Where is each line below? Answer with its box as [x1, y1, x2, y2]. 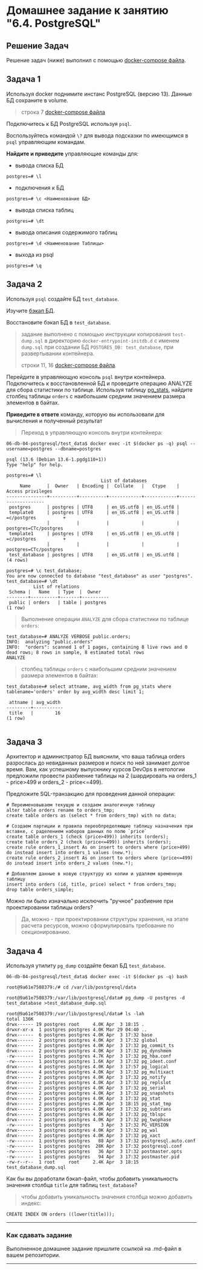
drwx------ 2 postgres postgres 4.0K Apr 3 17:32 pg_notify [6, 1074, 166, 1081]
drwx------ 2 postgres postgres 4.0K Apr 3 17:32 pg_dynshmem [6, 1048, 172, 1054]
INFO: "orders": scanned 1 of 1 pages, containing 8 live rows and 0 [6, 644, 188, 650]
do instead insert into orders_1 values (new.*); [6, 850, 134, 856]
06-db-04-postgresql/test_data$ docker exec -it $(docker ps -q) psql [6, 440, 188, 447]
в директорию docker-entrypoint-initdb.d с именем [44, 337, 179, 344]
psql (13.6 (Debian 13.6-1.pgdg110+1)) [6, 456, 107, 462]
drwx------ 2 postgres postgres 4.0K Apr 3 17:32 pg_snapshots [6, 1090, 174, 1096]
